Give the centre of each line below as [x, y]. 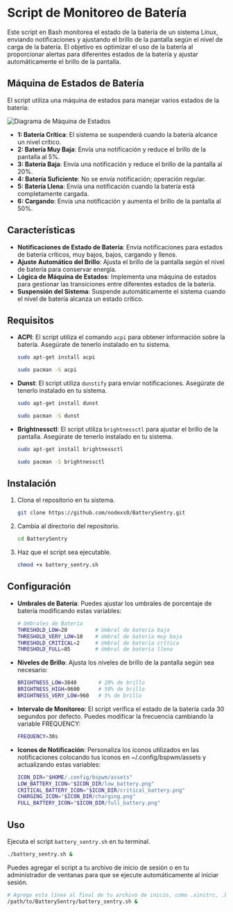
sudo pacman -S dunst [48, 416]
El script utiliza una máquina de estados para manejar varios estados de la [113, 100]
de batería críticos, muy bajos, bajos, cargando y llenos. [97, 254]
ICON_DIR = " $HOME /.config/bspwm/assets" [75, 777]
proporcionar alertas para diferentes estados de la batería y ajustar [103, 54]
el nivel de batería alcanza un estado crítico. [80, 299]
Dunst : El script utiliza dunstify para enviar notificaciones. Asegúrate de [121, 383]
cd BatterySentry [42, 539]
